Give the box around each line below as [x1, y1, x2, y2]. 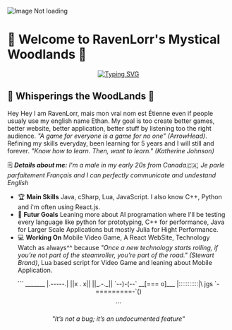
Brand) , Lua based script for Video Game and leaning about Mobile [17, 258, 213, 266]
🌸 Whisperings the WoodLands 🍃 [7, 90, 155, 102]
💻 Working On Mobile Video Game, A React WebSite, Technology [17, 233, 210, 242]
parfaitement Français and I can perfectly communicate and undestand [7, 170, 216, 179]
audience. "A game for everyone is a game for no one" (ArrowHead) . [7, 131, 208, 140]
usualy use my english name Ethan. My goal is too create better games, [7, 117, 215, 125]
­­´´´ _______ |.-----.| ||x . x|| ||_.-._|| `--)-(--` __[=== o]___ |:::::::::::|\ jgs [17, 279, 214, 288]
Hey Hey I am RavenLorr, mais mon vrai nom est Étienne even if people [7, 109, 214, 117]
